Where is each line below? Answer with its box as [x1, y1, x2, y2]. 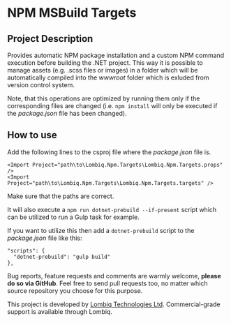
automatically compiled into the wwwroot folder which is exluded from [7, 73, 209, 82]
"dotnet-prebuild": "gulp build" [13, 253, 111, 260]
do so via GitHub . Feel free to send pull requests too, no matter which [7, 279, 208, 287]
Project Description [7, 33, 94, 45]
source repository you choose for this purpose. [7, 286, 143, 294]
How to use [7, 129, 57, 141]
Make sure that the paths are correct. [7, 192, 114, 200]
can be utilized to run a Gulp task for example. [7, 213, 140, 221]
